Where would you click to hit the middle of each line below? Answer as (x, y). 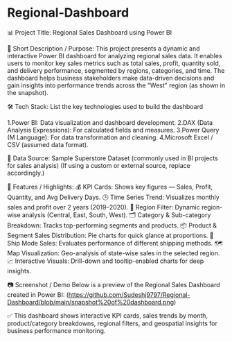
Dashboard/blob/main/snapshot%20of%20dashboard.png (91, 302)
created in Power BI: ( (38, 294)
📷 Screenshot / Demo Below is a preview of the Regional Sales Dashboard (114, 284)
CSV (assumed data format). (48, 144)
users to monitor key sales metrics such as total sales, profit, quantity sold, (114, 63)
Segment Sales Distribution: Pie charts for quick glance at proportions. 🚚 (110, 235)
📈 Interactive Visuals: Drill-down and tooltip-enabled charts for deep (106, 261)
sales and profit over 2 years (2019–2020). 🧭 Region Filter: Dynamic (104, 207)
